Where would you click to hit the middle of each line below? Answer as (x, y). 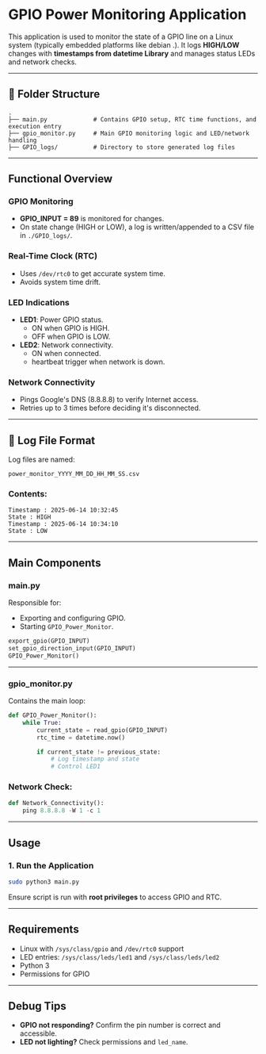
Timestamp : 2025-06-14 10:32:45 (63, 510)
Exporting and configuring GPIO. (72, 618)
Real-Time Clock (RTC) (53, 256)
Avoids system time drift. (60, 282)
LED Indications (39, 302)
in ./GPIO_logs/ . (46, 236)
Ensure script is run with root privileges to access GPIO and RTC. (115, 897)
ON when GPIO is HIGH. (70, 328)
